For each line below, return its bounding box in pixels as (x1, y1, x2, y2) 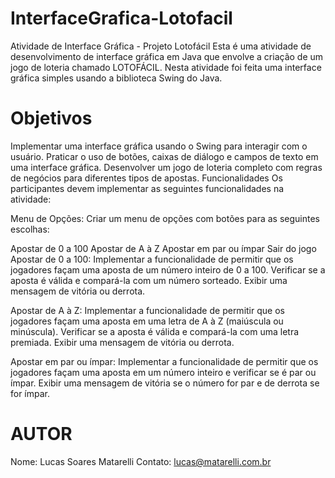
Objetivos (10, 107, 93, 130)
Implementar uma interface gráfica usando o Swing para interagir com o (10, 140, 308, 152)
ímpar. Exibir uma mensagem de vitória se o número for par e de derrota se (10, 377, 320, 389)
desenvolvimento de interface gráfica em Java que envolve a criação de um (10, 50, 324, 62)
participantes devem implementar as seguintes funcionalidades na (10, 182, 285, 194)
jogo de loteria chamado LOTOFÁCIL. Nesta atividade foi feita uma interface (10, 61, 322, 73)
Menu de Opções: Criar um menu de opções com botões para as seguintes (10, 212, 320, 224)
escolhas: (10, 223, 50, 235)
